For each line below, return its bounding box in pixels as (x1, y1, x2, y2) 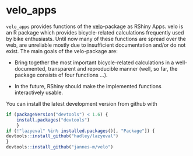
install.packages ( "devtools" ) (16, 117, 90, 123)
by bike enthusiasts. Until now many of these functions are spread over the (6, 35, 187, 42)
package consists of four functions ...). (14, 71, 108, 78)
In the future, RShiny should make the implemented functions (14, 82, 162, 89)
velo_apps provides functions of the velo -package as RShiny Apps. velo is (6, 23, 184, 30)
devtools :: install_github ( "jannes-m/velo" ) (6, 144, 114, 150)
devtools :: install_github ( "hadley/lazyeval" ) (6, 133, 118, 139)
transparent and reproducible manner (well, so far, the (47, 65, 178, 72)
